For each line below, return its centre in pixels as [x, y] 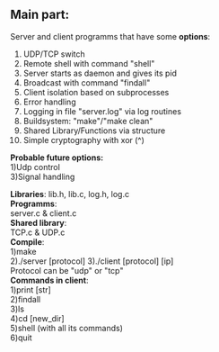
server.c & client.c [44, 213]
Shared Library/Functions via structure [94, 131]
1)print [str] [31, 289]
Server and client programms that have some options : [110, 36]
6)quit [21, 338]
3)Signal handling [43, 176]
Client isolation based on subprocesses [96, 92]
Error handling [49, 102]
